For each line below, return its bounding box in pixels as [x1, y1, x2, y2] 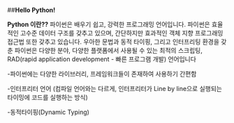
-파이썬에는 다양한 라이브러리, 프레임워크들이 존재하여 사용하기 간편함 [7, 69, 197, 78]
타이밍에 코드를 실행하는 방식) [7, 93, 89, 101]
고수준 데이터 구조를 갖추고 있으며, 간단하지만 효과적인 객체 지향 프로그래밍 [20, 29, 224, 37]
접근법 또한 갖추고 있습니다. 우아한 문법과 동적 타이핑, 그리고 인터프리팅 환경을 [7, 38, 220, 46]
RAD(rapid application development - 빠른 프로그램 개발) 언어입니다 [7, 55, 197, 63]
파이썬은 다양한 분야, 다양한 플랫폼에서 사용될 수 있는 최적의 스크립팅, [14, 47, 203, 54]
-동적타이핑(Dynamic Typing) [7, 108, 89, 116]
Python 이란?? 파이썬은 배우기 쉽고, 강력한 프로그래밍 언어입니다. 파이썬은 [7, 20, 211, 28]
